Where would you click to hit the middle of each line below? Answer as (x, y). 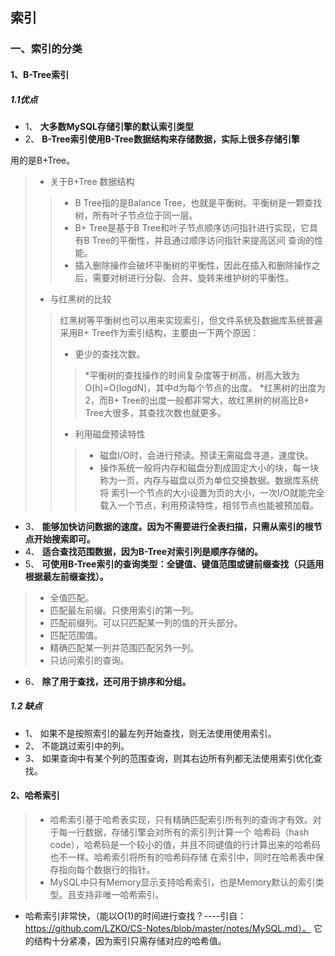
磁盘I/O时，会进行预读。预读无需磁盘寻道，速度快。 (206, 455)
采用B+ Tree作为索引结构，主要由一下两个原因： (159, 332)
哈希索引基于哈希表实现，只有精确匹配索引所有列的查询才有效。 (181, 820)
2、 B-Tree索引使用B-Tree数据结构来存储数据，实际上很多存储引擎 (162, 139)
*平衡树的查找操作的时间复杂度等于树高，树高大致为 (192, 375)
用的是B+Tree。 (42, 160)
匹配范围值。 (76, 635)
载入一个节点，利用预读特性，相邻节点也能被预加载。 (209, 505)
